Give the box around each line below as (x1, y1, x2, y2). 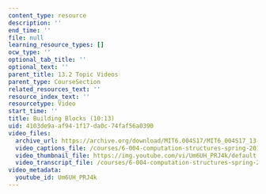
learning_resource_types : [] (8, 41, 104, 49)
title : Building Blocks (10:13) (8, 115, 115, 123)
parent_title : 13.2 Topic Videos (8, 70, 119, 78)
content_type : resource (8, 11, 87, 20)
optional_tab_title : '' (8, 56, 87, 64)
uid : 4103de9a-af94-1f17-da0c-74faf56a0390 (8, 122, 154, 130)
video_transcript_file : (15, 159, 93, 167)
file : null (8, 33, 44, 42)
